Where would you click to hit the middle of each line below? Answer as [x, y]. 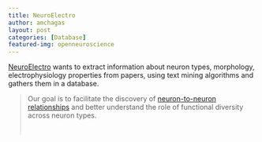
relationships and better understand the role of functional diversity [135, 107]
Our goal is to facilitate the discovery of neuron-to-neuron [122, 99]
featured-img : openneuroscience [61, 45]
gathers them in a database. [54, 84]
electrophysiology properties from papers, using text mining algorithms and [131, 75]
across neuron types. [62, 115]
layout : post [30, 30]
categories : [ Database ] [47, 37]
